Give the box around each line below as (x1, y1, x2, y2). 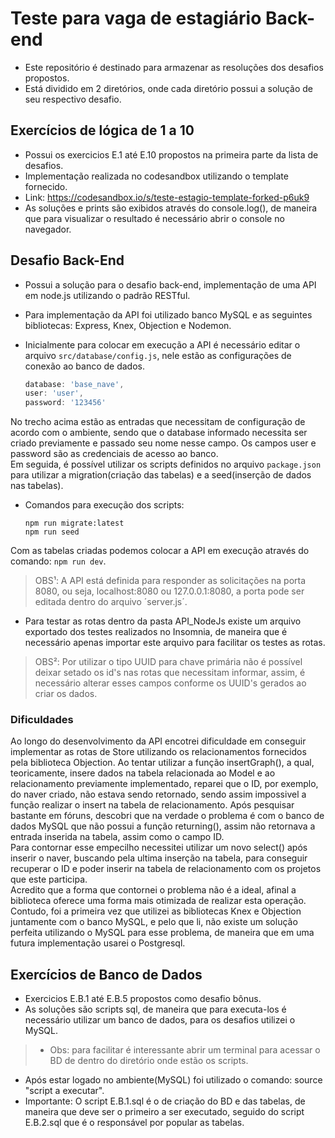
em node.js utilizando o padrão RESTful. (24, 289, 191, 301)
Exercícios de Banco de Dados (10, 966, 203, 983)
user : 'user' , (24, 388, 84, 399)
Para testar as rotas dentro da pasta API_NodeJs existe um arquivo (24, 615, 302, 627)
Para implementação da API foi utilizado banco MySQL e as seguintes (24, 308, 313, 321)
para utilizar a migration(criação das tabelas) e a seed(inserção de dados (10, 469, 312, 481)
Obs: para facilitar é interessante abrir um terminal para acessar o (49, 1044, 321, 1056)
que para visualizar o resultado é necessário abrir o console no (24, 212, 285, 224)
